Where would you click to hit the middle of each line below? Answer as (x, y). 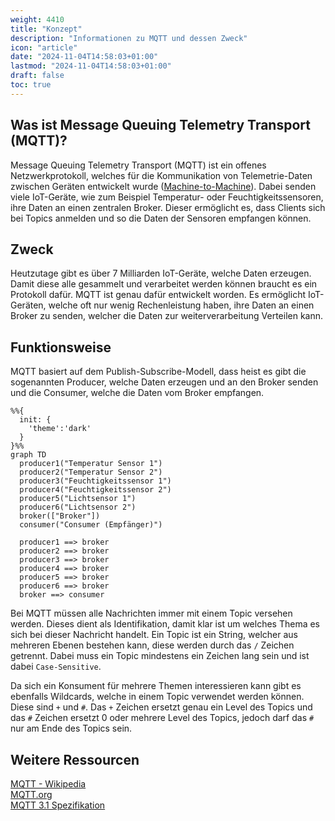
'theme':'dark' (60, 429)
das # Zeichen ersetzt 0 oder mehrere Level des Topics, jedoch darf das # (162, 718)
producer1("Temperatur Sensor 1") (91, 464)
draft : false (37, 76)
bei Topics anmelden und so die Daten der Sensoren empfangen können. (161, 218)
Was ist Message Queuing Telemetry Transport (160, 125)
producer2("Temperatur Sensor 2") (91, 472)
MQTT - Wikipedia (48, 784)
